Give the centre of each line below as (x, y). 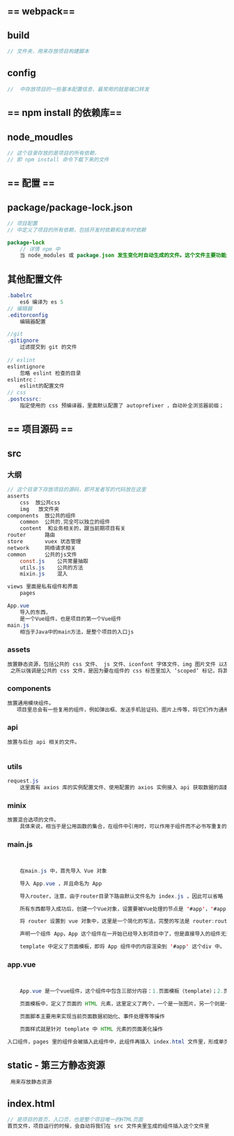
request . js (23, 781)
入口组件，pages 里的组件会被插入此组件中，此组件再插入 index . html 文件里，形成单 (116, 1042)
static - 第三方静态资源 (56, 1065)
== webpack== (41, 12)
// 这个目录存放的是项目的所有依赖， (53, 153)
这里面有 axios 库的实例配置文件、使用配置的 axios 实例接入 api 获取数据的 (119, 787)
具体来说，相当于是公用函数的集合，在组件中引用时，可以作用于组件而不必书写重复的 (124, 826)
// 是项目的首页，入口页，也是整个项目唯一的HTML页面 (75, 1120)
